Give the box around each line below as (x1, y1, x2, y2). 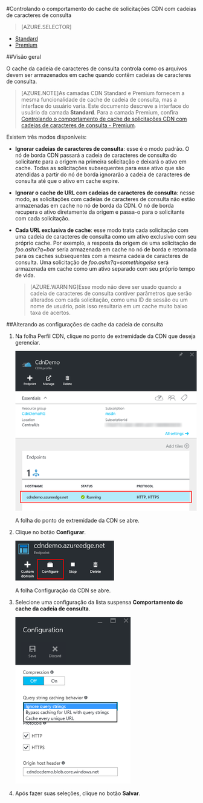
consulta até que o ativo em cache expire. (14, 177, 120, 184)
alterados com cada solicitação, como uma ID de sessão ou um (30, 296, 188, 303)
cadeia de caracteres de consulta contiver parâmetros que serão (30, 290, 192, 297)
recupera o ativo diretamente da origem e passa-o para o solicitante (14, 208, 185, 216)
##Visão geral (6, 53, 41, 60)
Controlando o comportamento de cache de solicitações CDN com (21, 115, 187, 122)
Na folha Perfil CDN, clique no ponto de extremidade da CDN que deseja (14, 332, 196, 340)
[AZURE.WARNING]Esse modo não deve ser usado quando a (30, 283, 182, 290)
